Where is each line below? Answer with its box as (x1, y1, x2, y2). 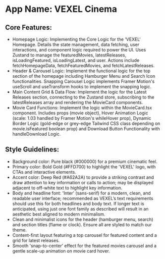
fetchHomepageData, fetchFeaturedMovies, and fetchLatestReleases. (12, 63, 155, 68)
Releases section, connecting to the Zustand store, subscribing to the (12, 94, 155, 100)
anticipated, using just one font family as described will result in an (12, 206, 149, 211)
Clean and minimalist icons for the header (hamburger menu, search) (12, 216, 154, 222)
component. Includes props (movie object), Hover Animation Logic (12, 110, 149, 116)
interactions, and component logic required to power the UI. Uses (12, 47, 146, 52)
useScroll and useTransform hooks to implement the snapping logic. (12, 84, 152, 90)
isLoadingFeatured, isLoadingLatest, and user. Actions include (12, 57, 140, 63)
